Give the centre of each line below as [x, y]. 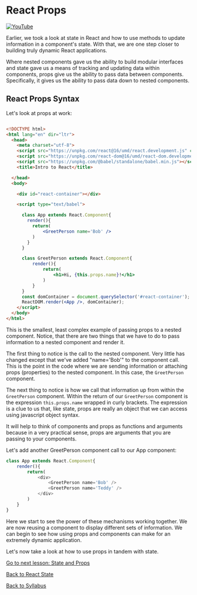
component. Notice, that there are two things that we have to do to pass [93, 336]
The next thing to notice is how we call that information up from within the [95, 390]
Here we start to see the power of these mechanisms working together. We [97, 521]
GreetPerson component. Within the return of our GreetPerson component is [97, 396]
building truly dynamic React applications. [57, 50]
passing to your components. [41, 439]
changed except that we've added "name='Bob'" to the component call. [93, 359]
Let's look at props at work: [39, 113]
